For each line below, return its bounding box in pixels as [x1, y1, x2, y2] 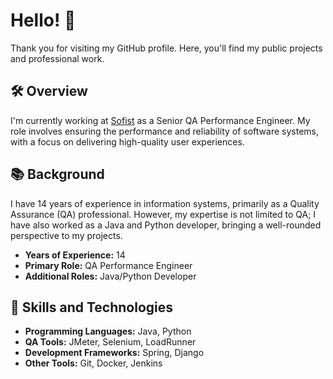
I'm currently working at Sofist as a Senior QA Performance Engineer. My [10, 114, 311, 126]
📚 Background [10, 166, 105, 183]
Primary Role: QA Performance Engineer [24, 259, 193, 271]
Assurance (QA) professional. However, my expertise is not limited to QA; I [10, 208, 317, 220]
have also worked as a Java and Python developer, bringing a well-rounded [10, 219, 322, 231]
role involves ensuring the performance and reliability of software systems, [10, 125, 320, 137]
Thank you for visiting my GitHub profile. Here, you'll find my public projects [10, 42, 323, 54]
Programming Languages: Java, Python [24, 325, 192, 338]
